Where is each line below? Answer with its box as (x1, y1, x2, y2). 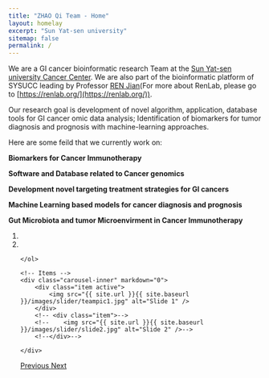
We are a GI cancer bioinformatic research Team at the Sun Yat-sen (8, 64, 232, 73)
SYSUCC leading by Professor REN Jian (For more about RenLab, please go (8, 81, 257, 91)
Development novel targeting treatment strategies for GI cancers (8, 184, 229, 194)
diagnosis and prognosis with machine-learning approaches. (8, 122, 210, 132)
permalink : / (8, 42, 52, 50)
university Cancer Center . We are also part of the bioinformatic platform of (8, 72, 255, 82)
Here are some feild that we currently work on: (8, 138, 163, 147)
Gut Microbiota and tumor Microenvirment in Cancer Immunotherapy (8, 216, 243, 225)
